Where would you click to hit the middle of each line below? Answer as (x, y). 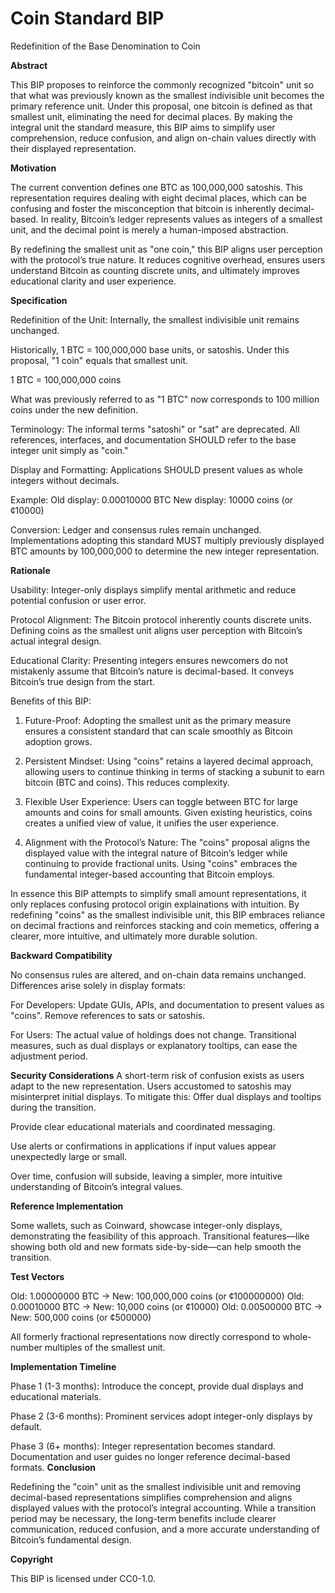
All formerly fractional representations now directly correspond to (145, 1336)
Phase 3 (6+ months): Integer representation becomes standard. (143, 1446)
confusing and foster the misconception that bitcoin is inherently (143, 208)
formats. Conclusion (53, 1467)
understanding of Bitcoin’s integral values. (96, 1186)
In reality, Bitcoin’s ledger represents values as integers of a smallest (181, 219)
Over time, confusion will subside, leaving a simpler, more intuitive (146, 1176)
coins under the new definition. (74, 409)
